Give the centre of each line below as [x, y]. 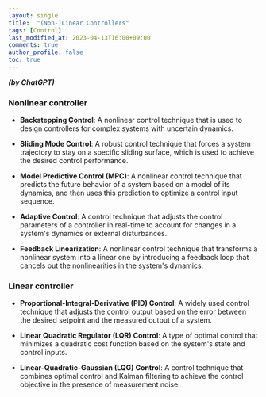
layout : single [33, 15]
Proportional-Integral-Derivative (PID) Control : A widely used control [135, 303]
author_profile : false [46, 52]
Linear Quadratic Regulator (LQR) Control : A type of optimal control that [139, 336]
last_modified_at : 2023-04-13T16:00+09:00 [79, 38]
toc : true [25, 60]
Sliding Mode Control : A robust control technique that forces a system [135, 144]
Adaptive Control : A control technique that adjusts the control [121, 217]
